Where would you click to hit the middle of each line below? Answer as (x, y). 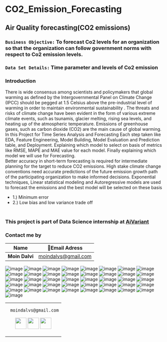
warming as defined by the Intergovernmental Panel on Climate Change (79, 97)
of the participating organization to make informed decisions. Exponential (81, 177)
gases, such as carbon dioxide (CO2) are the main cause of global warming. (83, 129)
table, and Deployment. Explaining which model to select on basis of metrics (83, 145)
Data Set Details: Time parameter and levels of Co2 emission (82, 67)
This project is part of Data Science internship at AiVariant (77, 222)
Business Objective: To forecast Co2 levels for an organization (82, 42)
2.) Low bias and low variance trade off (53, 202)
